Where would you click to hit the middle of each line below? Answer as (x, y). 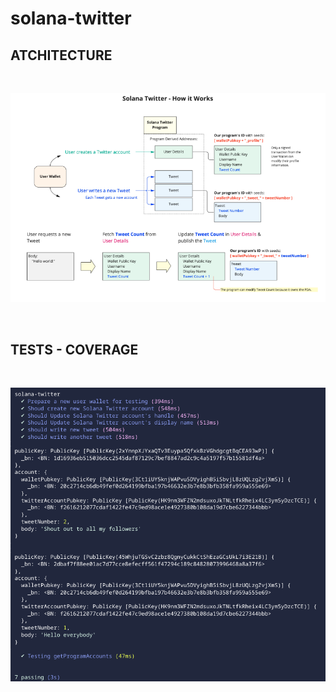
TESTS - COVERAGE (74, 349)
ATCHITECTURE (61, 55)
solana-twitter (71, 18)
